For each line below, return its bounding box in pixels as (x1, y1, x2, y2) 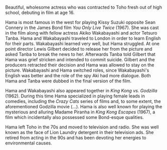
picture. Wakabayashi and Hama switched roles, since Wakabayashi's (5, 67, 149, 73)
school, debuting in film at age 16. (5, 10, 75, 16)
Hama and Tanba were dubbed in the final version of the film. (5, 78, 132, 84)
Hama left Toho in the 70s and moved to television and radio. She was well (5, 124, 159, 130)
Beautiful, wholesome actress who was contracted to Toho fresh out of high (5, 5, 162, 10)
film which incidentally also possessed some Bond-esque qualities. (5, 114, 144, 120)
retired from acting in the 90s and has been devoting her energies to (5, 135, 146, 140)
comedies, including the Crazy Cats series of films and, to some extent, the (5, 98, 161, 104)
